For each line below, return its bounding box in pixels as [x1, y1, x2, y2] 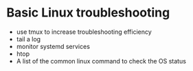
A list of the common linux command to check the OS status [16, 57, 187, 65]
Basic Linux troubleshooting [6, 5, 170, 21]
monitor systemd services [16, 42, 91, 50]
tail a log [16, 34, 41, 43]
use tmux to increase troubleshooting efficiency [16, 28, 152, 36]
